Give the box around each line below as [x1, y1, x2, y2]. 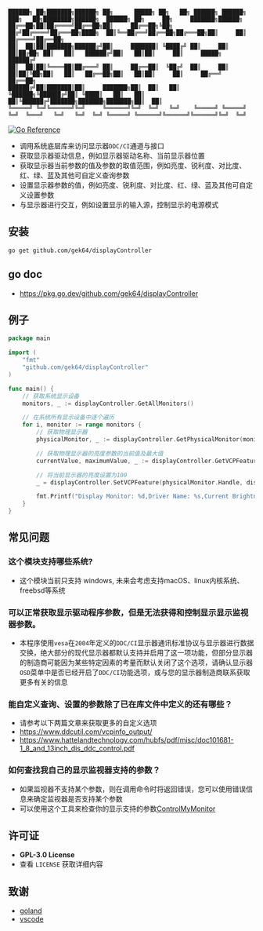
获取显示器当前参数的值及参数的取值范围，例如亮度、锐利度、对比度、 [19, 161, 247, 170]
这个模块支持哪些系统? [8, 557, 93, 568]
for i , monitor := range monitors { [22, 421, 142, 429]
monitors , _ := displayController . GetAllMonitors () [22, 400, 194, 407]
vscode [19, 915, 45, 924]
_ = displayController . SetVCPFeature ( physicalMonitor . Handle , [36, 478, 243, 487]
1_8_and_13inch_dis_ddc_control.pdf [19, 743, 135, 754]
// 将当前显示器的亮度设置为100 [36, 471, 128, 479]
